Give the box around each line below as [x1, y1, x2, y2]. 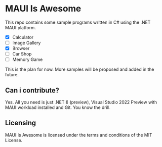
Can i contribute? [5, 86, 59, 95]
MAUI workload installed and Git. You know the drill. [5, 104, 111, 110]
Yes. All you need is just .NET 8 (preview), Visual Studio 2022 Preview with [5, 99, 157, 105]
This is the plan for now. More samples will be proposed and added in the [5, 66, 155, 72]
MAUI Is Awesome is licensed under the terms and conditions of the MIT [5, 132, 152, 138]
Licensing [5, 119, 36, 127]
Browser [12, 46, 30, 51]
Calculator [12, 34, 34, 40]
